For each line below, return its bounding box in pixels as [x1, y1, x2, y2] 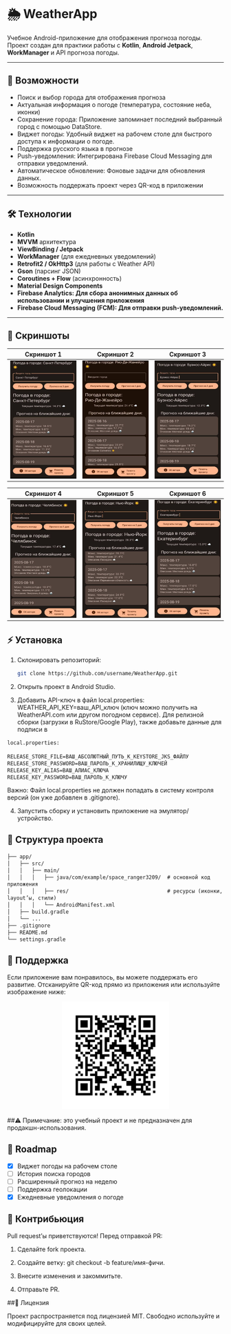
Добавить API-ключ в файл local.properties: [16, 696, 145, 704]
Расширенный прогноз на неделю [16, 1177, 118, 1186]
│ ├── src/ [7, 860, 45, 867]
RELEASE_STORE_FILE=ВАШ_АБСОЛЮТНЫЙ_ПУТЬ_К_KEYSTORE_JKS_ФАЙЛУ [7, 753, 189, 760]
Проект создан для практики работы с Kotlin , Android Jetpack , [7, 41, 193, 49]
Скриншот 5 [97, 489, 134, 497]
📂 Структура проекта [7, 834, 104, 846]
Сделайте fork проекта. [16, 1245, 86, 1253]
